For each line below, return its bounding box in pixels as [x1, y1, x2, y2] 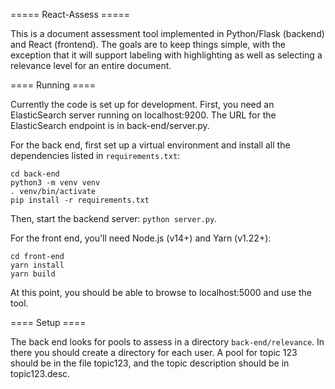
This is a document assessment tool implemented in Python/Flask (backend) [10, 28, 325, 39]
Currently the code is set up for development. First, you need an [10, 99, 275, 110]
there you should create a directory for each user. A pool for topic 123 [10, 347, 298, 358]
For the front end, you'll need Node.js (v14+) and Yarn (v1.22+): [10, 232, 272, 244]
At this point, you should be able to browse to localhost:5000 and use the [10, 287, 312, 298]
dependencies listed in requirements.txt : [10, 150, 181, 161]
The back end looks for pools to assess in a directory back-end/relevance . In [10, 336, 325, 348]
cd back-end [10, 169, 60, 179]
